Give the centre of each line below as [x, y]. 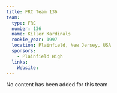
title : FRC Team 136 [32, 12]
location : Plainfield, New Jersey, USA [61, 46]
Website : [28, 67]
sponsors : [24, 51]
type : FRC [24, 23]
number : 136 [27, 28]
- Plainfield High [40, 56]
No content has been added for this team [57, 85]
